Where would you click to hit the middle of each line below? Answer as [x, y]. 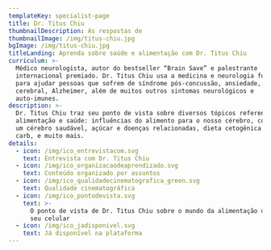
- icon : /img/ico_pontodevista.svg [75, 196]
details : [23, 143]
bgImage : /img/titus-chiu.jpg [59, 46]
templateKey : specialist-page [59, 16]
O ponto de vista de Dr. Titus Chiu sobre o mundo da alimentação [144, 210]
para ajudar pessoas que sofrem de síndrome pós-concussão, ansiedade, [139, 83]
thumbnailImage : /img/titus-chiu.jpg [72, 38]
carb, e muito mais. [50, 135]
